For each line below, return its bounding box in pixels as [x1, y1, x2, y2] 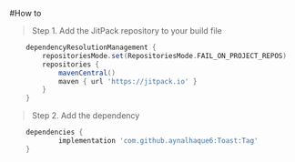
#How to [9, 8, 42, 18]
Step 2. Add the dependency [31, 110, 140, 121]
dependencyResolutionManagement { [25, 43, 157, 52]
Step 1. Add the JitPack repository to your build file [31, 25, 223, 35]
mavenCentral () [57, 68, 117, 77]
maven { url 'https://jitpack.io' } [57, 76, 198, 86]
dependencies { [25, 127, 84, 137]
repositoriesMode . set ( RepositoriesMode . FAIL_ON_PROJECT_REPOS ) [42, 51, 287, 60]
